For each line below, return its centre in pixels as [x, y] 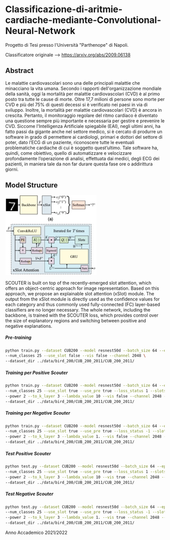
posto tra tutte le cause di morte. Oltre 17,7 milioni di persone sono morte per [85, 99]
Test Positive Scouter [28, 453]
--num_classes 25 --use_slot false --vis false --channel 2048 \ [75, 356]
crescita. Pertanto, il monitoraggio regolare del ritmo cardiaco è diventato [81, 115]
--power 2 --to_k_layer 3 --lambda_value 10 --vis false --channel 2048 [83, 396]
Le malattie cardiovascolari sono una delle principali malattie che [73, 83]
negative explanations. [29, 326]
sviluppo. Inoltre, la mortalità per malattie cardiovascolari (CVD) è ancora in [83, 110]
